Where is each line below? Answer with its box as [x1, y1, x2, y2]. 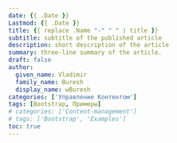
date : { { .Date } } [8, 11, 69, 20]
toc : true [8, 122, 41, 130]
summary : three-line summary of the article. [8, 48, 162, 56]
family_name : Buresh [15, 78, 84, 86]
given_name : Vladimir [15, 71, 88, 79]
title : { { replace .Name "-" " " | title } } [8, 26, 159, 34]
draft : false [8, 56, 52, 64]
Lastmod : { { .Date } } [8, 19, 81, 27]
